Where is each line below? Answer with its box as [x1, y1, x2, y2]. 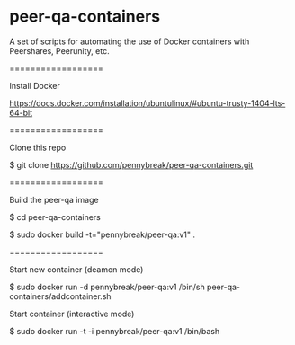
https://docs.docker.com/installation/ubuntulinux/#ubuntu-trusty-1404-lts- [9, 97, 286, 109]
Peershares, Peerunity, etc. [9, 45, 110, 56]
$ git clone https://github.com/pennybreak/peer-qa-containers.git [9, 159, 254, 170]
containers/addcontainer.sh [9, 290, 112, 302]
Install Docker [9, 80, 60, 91]
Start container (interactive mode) [9, 308, 135, 319]
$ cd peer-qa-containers [9, 211, 102, 222]
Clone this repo [9, 142, 67, 153]
